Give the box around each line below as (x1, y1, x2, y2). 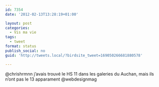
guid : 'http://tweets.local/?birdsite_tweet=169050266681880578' (5, 53, 143, 58)
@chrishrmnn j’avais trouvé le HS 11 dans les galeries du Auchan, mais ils (5, 71, 155, 77)
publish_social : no (5, 48, 46, 53)
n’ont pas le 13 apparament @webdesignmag (5, 76, 97, 82)
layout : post (5, 21, 32, 26)
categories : (5, 25, 30, 30)
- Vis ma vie (9, 30, 37, 35)
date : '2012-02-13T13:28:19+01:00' (5, 12, 79, 17)
